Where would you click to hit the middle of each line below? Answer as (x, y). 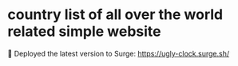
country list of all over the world (115, 15)
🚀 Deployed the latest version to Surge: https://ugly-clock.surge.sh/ (118, 53)
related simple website (84, 31)
